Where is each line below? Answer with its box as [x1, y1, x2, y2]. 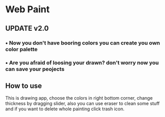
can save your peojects [5, 65, 65, 73]
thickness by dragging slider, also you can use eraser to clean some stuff [5, 101, 160, 107]
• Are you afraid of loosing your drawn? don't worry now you [5, 59, 159, 66]
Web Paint [5, 4, 50, 15]
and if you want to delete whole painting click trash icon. [5, 106, 125, 112]
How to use [5, 81, 42, 90]
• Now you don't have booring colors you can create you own [5, 39, 160, 46]
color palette [5, 45, 38, 53]
